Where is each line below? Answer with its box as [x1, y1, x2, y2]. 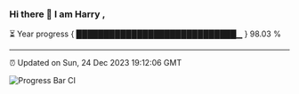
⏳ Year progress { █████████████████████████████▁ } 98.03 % [9, 28, 282, 39]
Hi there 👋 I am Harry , [9, 8, 106, 20]
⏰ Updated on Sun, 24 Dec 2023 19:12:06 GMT [9, 58, 182, 68]
